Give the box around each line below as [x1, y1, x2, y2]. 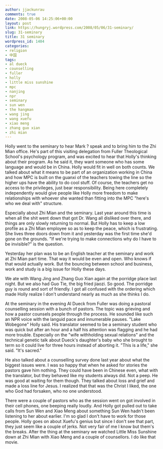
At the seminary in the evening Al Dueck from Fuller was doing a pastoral [5, 301, 151, 307]
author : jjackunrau [5, 7, 45, 12]
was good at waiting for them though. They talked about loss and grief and [5, 378, 155, 384]
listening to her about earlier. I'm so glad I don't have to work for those [5, 413, 146, 419]
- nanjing [5, 89, 25, 94]
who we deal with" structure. [5, 201, 63, 206]
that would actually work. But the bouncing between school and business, [5, 261, 153, 267]
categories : [5, 44, 29, 48]
